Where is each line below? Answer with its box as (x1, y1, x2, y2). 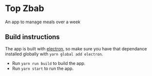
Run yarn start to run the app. (12, 65, 74, 71)
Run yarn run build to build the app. (12, 60, 86, 66)
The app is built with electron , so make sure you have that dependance (5, 46, 147, 51)
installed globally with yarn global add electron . (5, 51, 103, 57)
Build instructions (5, 33, 60, 41)
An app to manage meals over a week (5, 19, 81, 25)
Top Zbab (5, 3, 45, 14)
